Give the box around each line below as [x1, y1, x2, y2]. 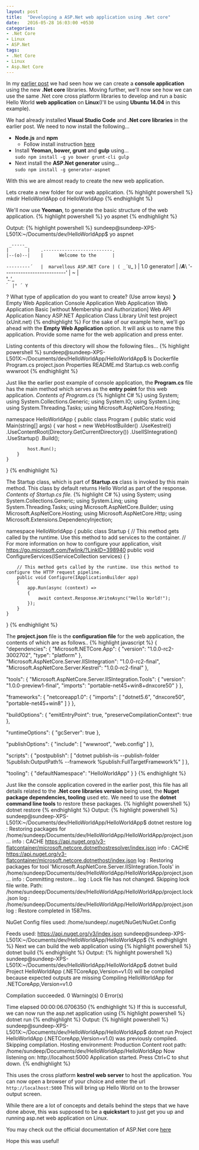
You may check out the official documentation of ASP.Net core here [6, 1126, 172, 1133]
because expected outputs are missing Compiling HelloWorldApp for [6, 974, 174, 981]
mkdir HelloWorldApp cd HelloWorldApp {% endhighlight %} [6, 195, 153, 202]
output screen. [6, 1091, 42, 1098]
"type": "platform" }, [33, 652, 83, 659]
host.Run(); [27, 446, 57, 452]
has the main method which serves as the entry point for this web [6, 386, 168, 393]
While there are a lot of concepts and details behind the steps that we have [6, 1102, 190, 1109]
